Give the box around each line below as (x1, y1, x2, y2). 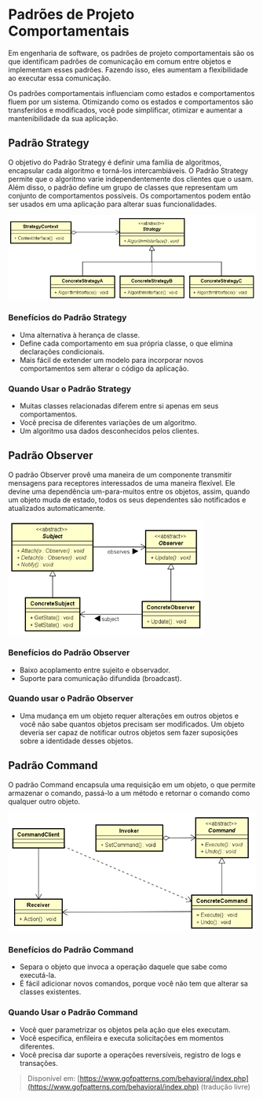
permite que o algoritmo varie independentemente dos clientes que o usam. (8, 174, 254, 183)
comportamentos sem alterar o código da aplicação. (19, 364, 190, 373)
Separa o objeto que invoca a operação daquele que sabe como (19, 962, 228, 971)
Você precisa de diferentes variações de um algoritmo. (19, 417, 198, 427)
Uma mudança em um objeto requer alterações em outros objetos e (19, 711, 239, 720)
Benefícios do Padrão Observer (8, 647, 130, 658)
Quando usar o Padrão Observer (8, 693, 133, 704)
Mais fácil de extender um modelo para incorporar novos (19, 355, 204, 364)
